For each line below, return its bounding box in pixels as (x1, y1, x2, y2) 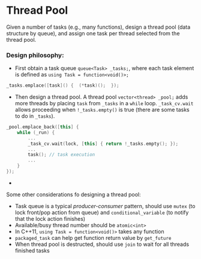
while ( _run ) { (17, 129, 55, 135)
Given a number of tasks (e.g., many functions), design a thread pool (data (6, 23, 191, 31)
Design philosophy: (6, 51, 64, 59)
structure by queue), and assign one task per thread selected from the (6, 29, 180, 36)
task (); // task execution (28, 152, 95, 158)
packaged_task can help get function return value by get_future (14, 234, 172, 241)
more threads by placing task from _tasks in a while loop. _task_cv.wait (14, 100, 194, 107)
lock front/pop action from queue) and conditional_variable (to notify (14, 209, 189, 216)
